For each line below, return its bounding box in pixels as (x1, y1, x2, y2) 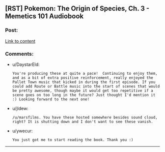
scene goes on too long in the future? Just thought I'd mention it (12, 92, 156, 97)
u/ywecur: (12, 128, 33, 134)
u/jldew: (12, 105, 28, 111)
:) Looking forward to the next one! (12, 96, 90, 102)
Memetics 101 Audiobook (5, 12, 84, 21)
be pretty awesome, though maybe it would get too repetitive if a (12, 88, 153, 93)
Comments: (5, 50, 34, 57)
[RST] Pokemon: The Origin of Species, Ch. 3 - (5, 4, 150, 13)
